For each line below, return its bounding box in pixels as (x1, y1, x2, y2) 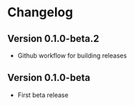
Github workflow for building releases (17, 51, 127, 60)
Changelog (7, 4, 73, 21)
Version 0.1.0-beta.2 (7, 33, 99, 45)
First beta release (17, 90, 69, 99)
